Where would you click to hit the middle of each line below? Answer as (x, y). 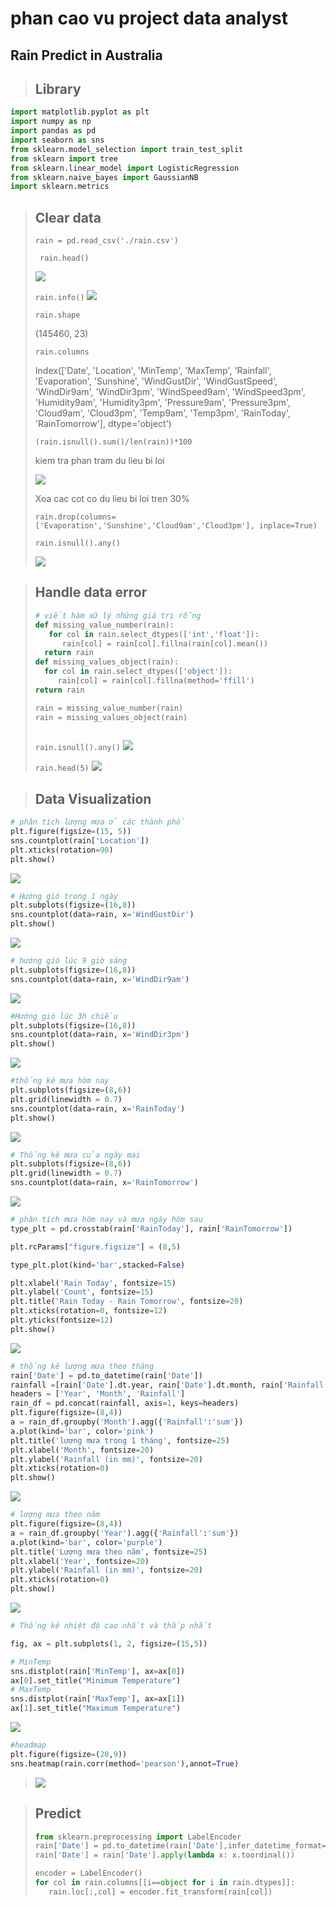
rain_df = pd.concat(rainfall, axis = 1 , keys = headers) (125, 1403)
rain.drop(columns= (75, 517)
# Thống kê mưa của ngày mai (75, 1155)
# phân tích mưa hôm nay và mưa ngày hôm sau (106, 1220)
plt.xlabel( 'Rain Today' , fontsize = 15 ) (93, 1283)
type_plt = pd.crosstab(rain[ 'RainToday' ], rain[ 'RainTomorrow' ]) (151, 1228)
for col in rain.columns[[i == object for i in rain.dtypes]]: (165, 1883)
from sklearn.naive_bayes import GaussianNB (104, 177)
